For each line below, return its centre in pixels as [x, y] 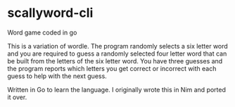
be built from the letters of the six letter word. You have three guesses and [115, 61]
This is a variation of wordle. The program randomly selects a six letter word [118, 46]
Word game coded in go [42, 32]
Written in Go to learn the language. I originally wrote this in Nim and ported [117, 89]
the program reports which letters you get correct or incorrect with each [112, 68]
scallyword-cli [50, 13]
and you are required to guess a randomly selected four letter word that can [117, 53]
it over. [17, 97]
